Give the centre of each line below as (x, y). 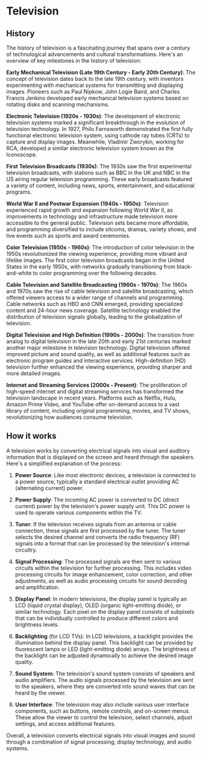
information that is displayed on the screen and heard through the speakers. (101, 457)
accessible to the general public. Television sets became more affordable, (98, 223)
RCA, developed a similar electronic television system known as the (90, 148)
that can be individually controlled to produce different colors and (96, 618)
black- (185, 266)
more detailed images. (34, 373)
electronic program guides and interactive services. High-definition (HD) (96, 361)
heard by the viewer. (40, 693)
